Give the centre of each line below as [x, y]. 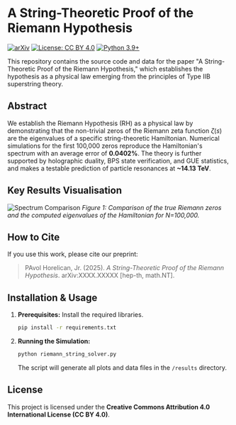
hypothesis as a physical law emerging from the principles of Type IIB [109, 76]
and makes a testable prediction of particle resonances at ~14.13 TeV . [109, 168]
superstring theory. [35, 83]
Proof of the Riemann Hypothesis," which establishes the [120, 69]
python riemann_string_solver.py [67, 354]
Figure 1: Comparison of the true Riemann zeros [152, 207]
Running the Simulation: [54, 342]
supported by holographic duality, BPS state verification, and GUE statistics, [118, 161]
